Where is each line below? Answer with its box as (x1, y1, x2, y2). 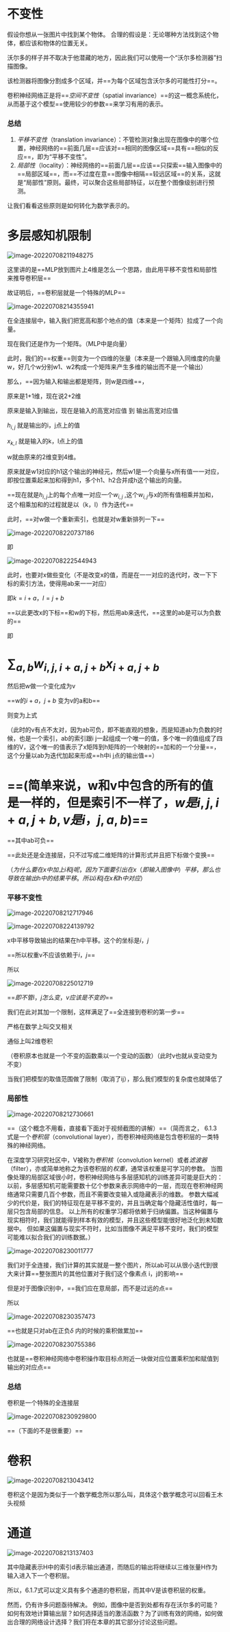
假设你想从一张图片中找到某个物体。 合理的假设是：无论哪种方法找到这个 (7, 30, 213, 38)
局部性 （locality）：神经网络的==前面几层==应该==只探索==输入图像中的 (16, 161, 222, 170)
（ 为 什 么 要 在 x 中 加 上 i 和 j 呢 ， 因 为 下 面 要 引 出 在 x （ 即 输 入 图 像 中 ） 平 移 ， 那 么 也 (7, 865, 221, 874)
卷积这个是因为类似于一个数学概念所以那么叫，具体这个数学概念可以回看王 (7, 1490, 217, 1498)
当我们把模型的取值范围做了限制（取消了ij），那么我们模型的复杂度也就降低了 (7, 1075, 223, 1083)
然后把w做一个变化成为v (7, 682, 76, 690)
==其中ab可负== (7, 837, 55, 845)
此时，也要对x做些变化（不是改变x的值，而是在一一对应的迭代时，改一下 (7, 570, 212, 579)
